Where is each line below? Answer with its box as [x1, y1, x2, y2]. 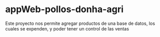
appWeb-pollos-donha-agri [5, 4, 124, 15]
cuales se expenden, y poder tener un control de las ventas [5, 25, 129, 31]
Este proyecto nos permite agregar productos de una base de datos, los [5, 20, 155, 26]
